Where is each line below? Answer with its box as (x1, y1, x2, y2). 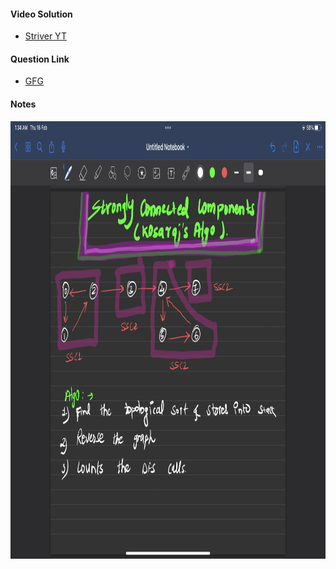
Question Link (10, 53, 70, 65)
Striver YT (24, 30, 67, 42)
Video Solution (10, 8, 73, 20)
